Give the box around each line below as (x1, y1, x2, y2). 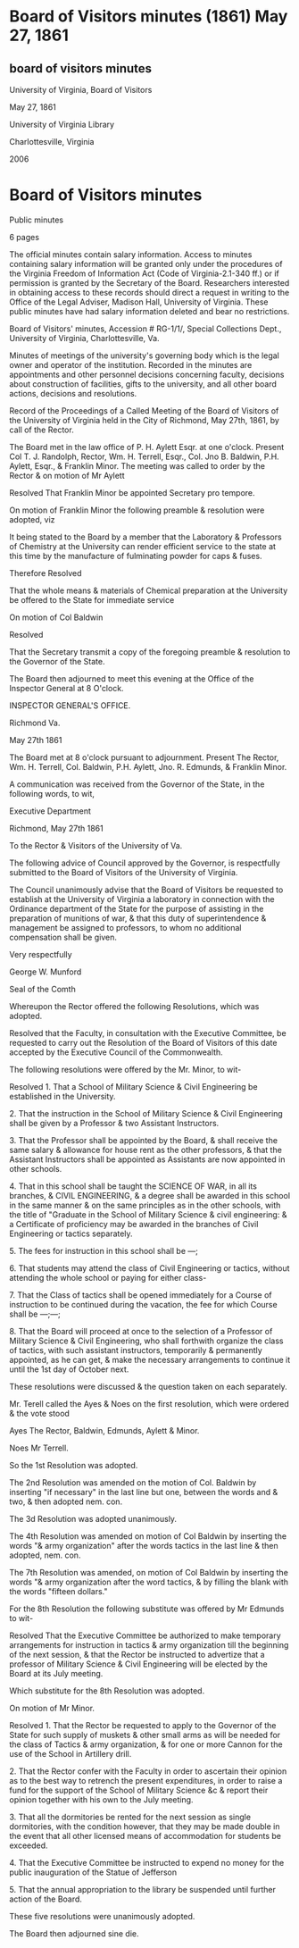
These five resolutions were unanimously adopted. (9, 1910, 195, 1921)
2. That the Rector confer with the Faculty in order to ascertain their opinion (9, 1766, 287, 1777)
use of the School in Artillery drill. (9, 1748, 132, 1759)
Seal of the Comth (9, 983, 76, 994)
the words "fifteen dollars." (9, 1585, 108, 1596)
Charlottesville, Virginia (9, 137, 95, 146)
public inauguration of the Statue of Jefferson (9, 1867, 177, 1877)
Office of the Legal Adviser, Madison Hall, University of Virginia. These (9, 297, 269, 307)
